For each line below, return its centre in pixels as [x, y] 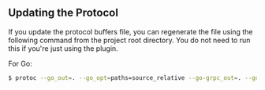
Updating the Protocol [63, 13]
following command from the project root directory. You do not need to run [129, 40]
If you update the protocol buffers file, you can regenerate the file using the [131, 31]
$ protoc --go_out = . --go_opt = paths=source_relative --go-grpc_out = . [125, 77]
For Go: [21, 63]
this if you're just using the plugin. [63, 48]
